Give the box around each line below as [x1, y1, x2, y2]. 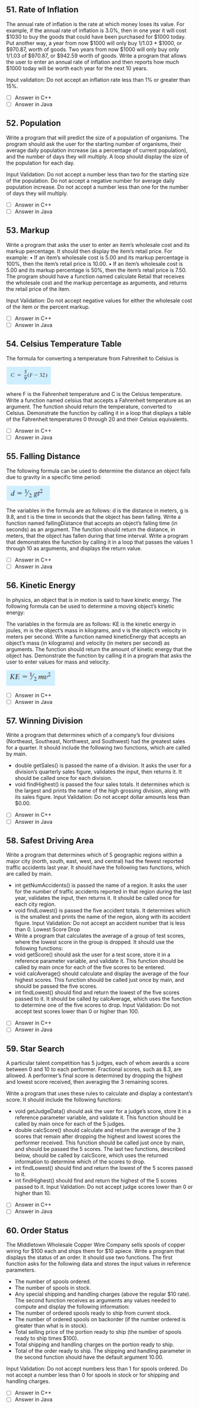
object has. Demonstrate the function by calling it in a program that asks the [6, 652, 191, 659]
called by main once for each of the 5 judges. [14, 1120, 126, 1127]
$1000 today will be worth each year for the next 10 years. [6, 65, 148, 72]
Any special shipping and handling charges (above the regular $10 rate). [14, 1290, 191, 1298]
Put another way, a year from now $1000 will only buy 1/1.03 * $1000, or [6, 39, 182, 46]
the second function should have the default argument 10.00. [14, 1353, 164, 1361]
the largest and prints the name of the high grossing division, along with [14, 787, 190, 794]
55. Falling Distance [6, 451, 81, 462]
